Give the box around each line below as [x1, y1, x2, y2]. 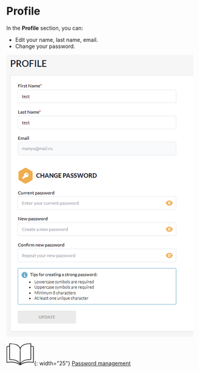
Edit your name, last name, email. [15, 36, 98, 43]
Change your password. [15, 43, 76, 50]
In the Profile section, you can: [6, 24, 84, 32]
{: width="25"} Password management [34, 360, 131, 367]
